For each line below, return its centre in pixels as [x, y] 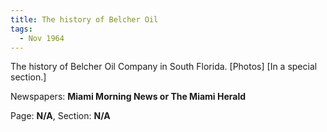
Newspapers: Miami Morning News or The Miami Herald [128, 97]
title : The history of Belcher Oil [84, 19]
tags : [21, 29]
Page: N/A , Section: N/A [60, 116]
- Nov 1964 [42, 38]
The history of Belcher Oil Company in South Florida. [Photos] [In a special [164, 67]
